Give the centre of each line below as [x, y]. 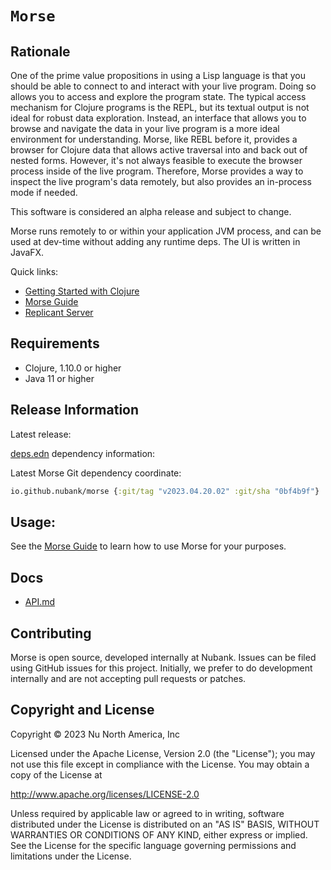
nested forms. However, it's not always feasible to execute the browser [156, 160]
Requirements [55, 343]
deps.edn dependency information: [83, 453]
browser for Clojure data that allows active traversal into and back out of [159, 150]
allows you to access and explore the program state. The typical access [158, 96]
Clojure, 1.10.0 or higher [73, 368]
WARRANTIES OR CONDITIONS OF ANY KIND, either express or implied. [159, 834]
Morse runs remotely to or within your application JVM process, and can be [166, 231]
